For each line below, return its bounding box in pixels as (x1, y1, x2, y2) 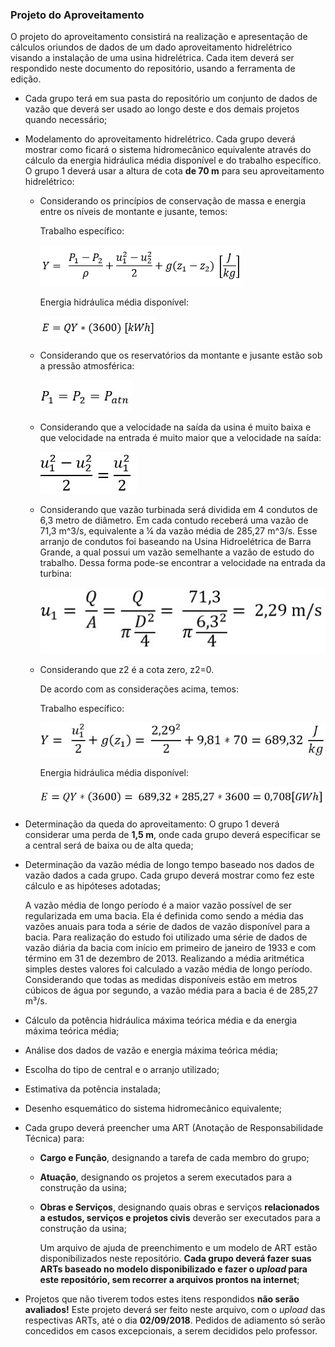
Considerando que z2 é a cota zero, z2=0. (39, 663, 215, 675)
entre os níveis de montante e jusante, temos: (39, 206, 228, 218)
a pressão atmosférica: (39, 360, 135, 372)
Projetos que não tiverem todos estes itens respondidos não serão (24, 1293, 300, 1305)
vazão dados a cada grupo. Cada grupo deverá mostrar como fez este (24, 869, 315, 882)
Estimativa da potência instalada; (24, 1083, 162, 1095)
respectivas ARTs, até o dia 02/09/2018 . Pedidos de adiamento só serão (24, 1314, 326, 1327)
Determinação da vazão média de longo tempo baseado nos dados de (24, 859, 315, 871)
